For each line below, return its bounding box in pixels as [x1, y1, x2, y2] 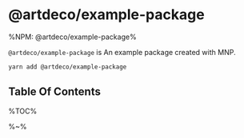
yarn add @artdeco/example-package [8, 62, 127, 71]
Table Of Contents [8, 85, 102, 99]
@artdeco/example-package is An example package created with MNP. [8, 47, 236, 57]
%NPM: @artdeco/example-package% [8, 32, 138, 41]
